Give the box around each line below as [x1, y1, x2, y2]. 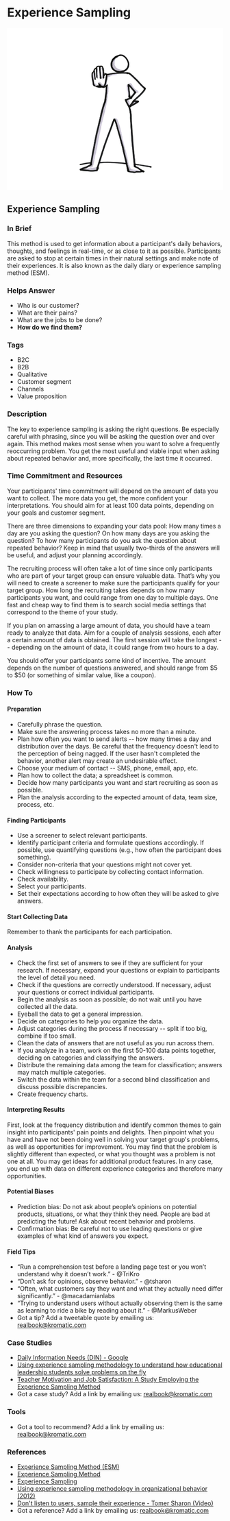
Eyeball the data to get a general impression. [16, 1010, 143, 1018]
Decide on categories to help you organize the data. [16, 1017, 164, 1025]
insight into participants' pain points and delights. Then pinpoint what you [7, 1128, 214, 1136]
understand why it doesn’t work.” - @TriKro [16, 1270, 140, 1278]
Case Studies [7, 1338, 53, 1348]
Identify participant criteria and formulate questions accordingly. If [16, 838, 205, 847]
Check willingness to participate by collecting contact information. [16, 868, 204, 876]
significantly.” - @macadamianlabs [16, 1292, 115, 1300]
